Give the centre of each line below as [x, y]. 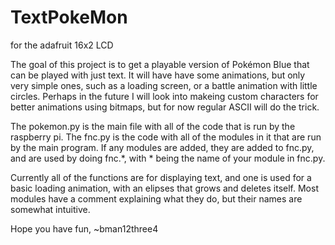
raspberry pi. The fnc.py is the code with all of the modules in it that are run [166, 137]
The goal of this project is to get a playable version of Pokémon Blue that [160, 64]
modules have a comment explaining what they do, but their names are [156, 198]
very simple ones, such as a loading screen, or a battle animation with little [164, 85]
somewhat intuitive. [50, 209]
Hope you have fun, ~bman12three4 [84, 228]
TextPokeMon [69, 17]
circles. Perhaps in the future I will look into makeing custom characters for [164, 96]
